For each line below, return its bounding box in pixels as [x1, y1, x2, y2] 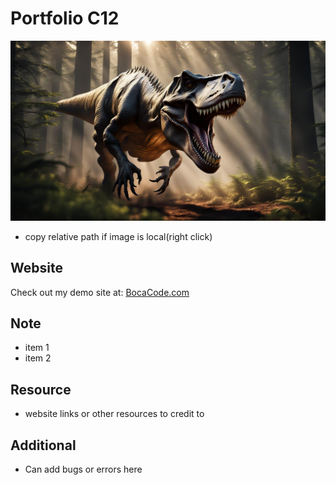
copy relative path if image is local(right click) [24, 230, 213, 242]
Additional [10, 437, 77, 454]
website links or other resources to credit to [24, 408, 205, 420]
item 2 [24, 352, 52, 364]
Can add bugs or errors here [24, 463, 143, 476]
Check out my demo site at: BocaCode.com [10, 286, 190, 298]
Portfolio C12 [10, 7, 120, 30]
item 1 [24, 342, 50, 354]
